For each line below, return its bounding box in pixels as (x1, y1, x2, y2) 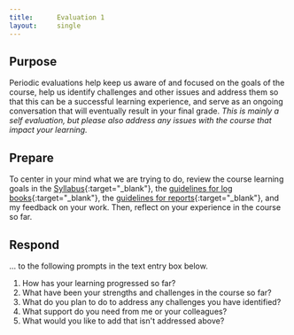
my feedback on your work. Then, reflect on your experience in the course (9, 202, 282, 213)
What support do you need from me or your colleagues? (21, 306, 228, 316)
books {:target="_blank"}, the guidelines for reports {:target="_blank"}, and (9, 192, 280, 204)
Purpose (9, 54, 58, 69)
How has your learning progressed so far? (21, 277, 176, 288)
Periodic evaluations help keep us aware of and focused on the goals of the (9, 77, 285, 89)
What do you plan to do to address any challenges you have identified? (21, 296, 282, 307)
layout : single (9, 21, 81, 30)
